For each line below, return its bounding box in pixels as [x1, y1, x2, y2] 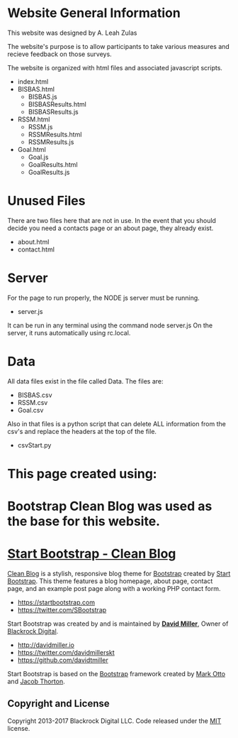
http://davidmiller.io [17, 641, 74, 649]
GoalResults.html [28, 160, 78, 168]
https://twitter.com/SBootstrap [17, 606, 107, 614]
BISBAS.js [28, 92, 58, 101]
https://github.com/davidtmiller [17, 656, 108, 665]
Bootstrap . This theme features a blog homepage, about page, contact [7, 577, 213, 585]
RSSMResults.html [28, 130, 82, 139]
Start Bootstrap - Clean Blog [7, 546, 176, 562]
